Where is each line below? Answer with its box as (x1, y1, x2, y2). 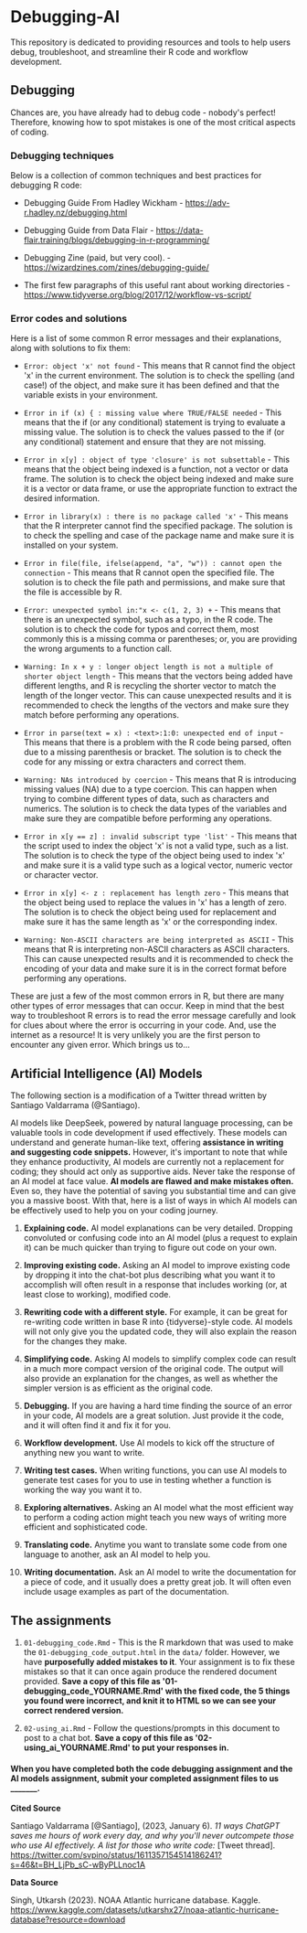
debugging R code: (10, 180, 83, 191)
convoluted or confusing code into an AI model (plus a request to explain (23, 1233, 298, 1244)
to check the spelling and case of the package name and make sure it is (23, 530, 295, 541)
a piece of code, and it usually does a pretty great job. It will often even (23, 1576, 291, 1587)
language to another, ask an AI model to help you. (23, 1549, 211, 1560)
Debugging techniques (10, 149, 114, 162)
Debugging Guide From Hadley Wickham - (23, 198, 184, 208)
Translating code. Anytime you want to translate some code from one (23, 1539, 288, 1551)
